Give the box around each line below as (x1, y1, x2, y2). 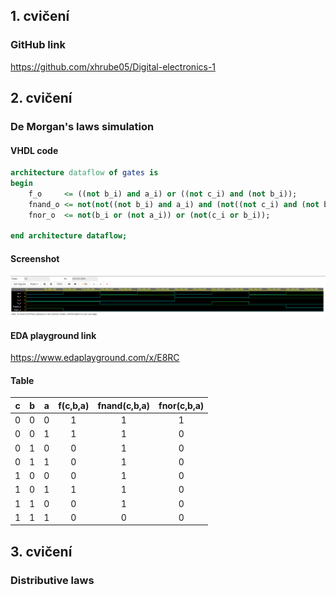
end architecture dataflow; (10, 231, 128, 241)
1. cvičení (10, 8, 70, 25)
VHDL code (10, 144, 59, 156)
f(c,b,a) (58, 399, 90, 411)
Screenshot (10, 252, 60, 264)
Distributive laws (10, 573, 95, 587)
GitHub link (10, 38, 66, 52)
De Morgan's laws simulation (10, 120, 155, 133)
